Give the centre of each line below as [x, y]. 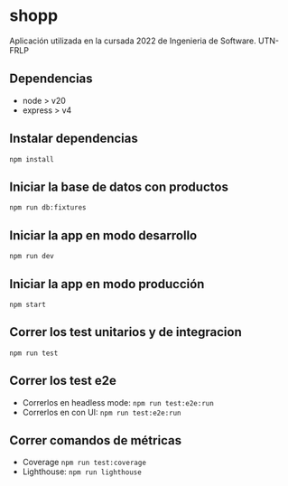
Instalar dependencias [74, 139]
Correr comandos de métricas [96, 440]
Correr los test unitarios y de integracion [125, 332]
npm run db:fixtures [48, 208]
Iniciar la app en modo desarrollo [103, 235]
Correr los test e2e [63, 381]
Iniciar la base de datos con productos [119, 187]
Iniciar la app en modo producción [107, 284]
